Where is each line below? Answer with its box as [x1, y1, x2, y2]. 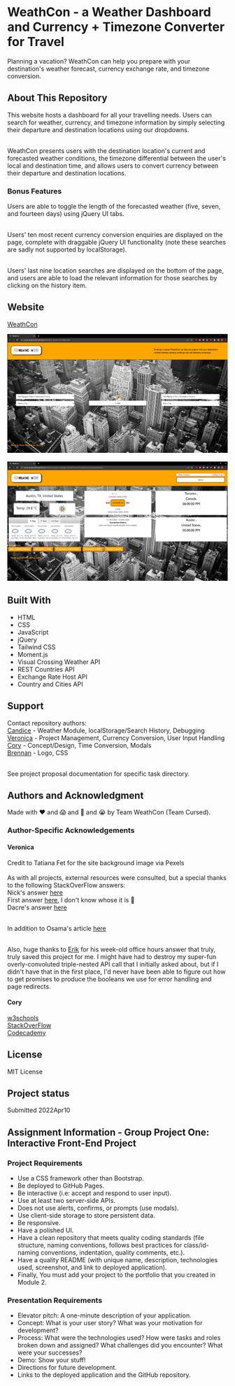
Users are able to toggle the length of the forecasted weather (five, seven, [7, 202, 221, 210]
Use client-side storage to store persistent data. [17, 1211, 155, 1220]
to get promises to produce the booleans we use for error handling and [7, 974, 212, 983]
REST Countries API [17, 665, 75, 673]
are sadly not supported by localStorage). [7, 245, 127, 254]
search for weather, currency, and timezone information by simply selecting [7, 118, 225, 127]
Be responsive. [17, 1219, 61, 1227]
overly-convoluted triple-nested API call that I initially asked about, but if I [7, 960, 219, 968]
